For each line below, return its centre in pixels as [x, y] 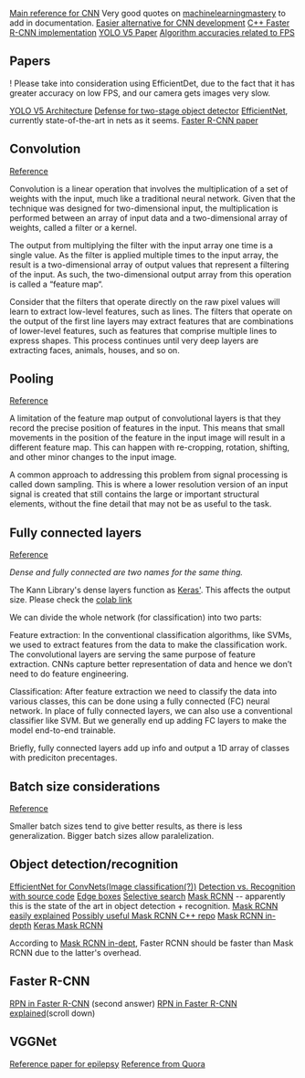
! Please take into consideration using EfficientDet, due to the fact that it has [152, 83]
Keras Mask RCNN [68, 925]
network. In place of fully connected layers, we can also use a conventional [151, 711]
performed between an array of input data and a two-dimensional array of [148, 217]
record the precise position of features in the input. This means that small [147, 428]
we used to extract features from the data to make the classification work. [148, 645]
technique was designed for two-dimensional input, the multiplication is [144, 208]
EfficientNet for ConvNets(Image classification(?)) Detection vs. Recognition [152, 886]
